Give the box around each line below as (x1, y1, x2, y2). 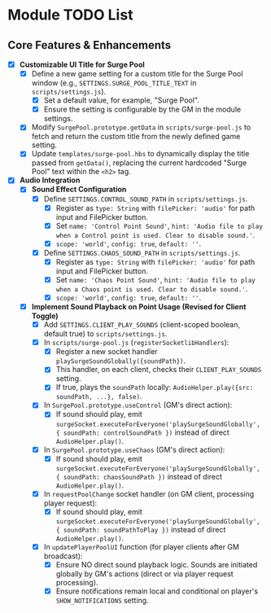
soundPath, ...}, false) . (55, 392, 142, 401)
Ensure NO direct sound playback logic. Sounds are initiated (55, 559, 258, 569)
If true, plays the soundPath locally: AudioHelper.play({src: (55, 383, 254, 392)
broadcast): (43, 551, 83, 561)
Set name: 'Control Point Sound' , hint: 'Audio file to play (55, 221, 264, 230)
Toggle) (31, 311, 59, 321)
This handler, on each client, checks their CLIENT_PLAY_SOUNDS (55, 365, 262, 374)
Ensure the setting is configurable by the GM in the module (43, 104, 242, 115)
